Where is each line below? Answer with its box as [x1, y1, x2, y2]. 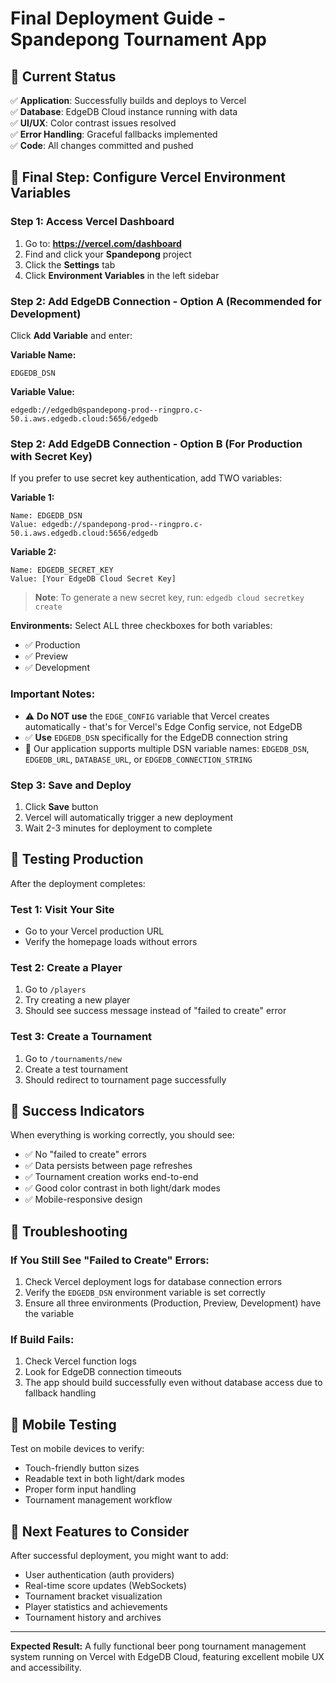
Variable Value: [10, 385, 75, 397]
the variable [24, 1308, 75, 1320]
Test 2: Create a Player [10, 960, 123, 974]
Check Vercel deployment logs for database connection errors [24, 1276, 283, 1288]
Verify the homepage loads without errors [24, 935, 198, 947]
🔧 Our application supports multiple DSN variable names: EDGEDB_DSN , [24, 742, 310, 754]
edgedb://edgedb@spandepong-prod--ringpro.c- [10, 405, 203, 415]
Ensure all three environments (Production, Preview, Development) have [24, 1297, 322, 1309]
